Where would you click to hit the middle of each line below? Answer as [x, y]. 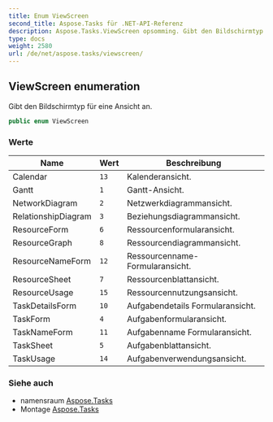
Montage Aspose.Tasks [59, 409]
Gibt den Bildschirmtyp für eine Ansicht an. [80, 106]
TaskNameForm [43, 332]
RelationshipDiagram [52, 216]
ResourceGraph [43, 242]
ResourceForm [41, 229]
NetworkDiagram [45, 202]
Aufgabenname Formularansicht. [189, 332]
